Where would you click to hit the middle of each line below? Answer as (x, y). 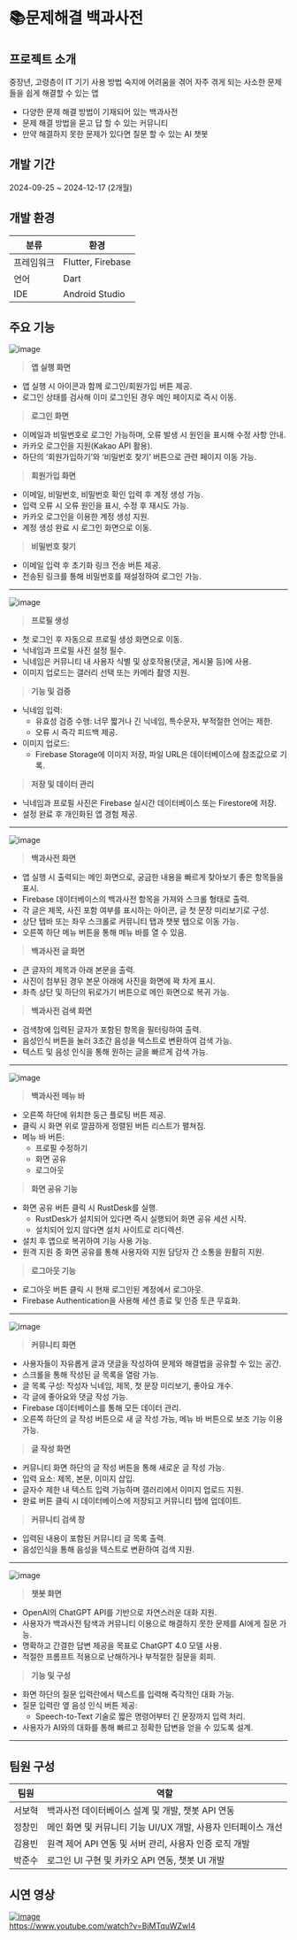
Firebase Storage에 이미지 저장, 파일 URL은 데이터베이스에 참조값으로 (156, 755)
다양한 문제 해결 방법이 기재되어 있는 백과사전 (100, 112)
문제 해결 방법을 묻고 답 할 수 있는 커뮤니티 (95, 123)
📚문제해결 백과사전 (76, 18)
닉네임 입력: (42, 710)
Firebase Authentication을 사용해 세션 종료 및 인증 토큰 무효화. (131, 1300)
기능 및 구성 (50, 1675)
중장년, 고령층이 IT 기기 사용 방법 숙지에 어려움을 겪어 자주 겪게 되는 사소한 (137, 82)
